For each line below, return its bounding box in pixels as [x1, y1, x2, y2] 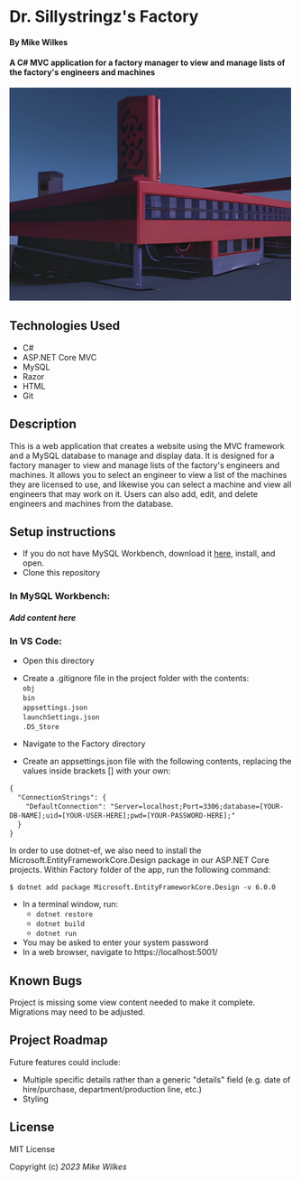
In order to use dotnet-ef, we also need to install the [9, 845, 202, 856]
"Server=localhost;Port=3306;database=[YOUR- [109, 802, 284, 811]
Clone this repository [22, 567, 101, 578]
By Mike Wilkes [9, 36, 68, 47]
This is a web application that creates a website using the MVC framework [9, 440, 286, 451]
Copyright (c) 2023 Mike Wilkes [9, 1161, 128, 1172]
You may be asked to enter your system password [22, 937, 209, 948]
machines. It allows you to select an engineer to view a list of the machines [9, 469, 287, 480]
